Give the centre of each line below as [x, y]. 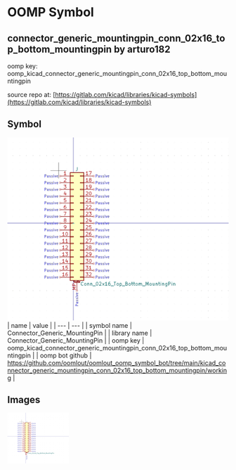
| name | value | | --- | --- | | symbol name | [70, 325]
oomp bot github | [66, 355]
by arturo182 [142, 49]
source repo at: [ [31, 95]
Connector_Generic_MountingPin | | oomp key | [76, 340]
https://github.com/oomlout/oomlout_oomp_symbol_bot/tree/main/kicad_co [117, 362]
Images [24, 400]
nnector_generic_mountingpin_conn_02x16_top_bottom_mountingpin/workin [117, 370]
